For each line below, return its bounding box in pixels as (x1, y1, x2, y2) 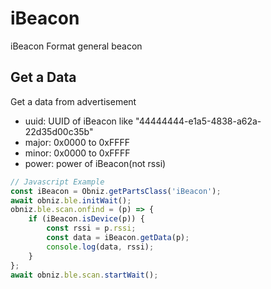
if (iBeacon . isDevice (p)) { (28, 214, 145, 224)
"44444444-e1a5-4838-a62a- (135, 115, 262, 127)
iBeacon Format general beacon (10, 40, 143, 52)
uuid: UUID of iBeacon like (24, 115, 134, 127)
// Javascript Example (10, 177, 105, 187)
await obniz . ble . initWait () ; (10, 195, 132, 206)
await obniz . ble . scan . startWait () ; (10, 270, 159, 280)
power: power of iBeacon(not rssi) (24, 157, 167, 169)
